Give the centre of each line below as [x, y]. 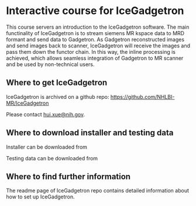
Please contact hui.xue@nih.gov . [46, 114]
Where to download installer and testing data [90, 133]
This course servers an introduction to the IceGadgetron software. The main [98, 27]
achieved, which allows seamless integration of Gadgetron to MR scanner [95, 58]
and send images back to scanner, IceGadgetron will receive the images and [98, 46]
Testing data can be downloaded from [52, 158]
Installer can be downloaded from [47, 147]
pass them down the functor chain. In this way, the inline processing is [91, 51]
